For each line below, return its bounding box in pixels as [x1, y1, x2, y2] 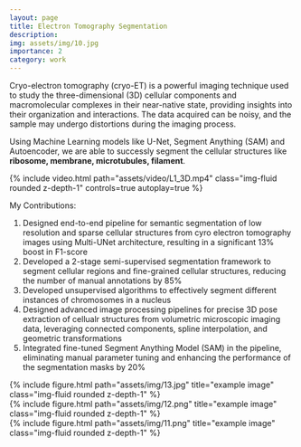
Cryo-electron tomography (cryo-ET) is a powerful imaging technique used [9, 81, 289, 90]
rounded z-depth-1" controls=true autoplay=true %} [9, 183, 203, 193]
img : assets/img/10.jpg [9, 38, 99, 48]
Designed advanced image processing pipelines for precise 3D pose [22, 304, 278, 315]
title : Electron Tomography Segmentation [9, 22, 168, 31]
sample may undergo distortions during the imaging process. [9, 119, 237, 129]
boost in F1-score [22, 246, 89, 257]
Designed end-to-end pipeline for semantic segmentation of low [22, 218, 262, 228]
